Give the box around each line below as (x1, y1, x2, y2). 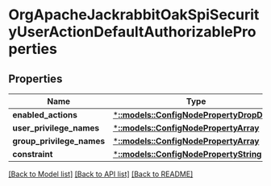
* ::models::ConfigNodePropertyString (112, 149, 262, 159)
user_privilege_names (12, 122, 100, 134)
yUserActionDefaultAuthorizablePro (8, 23, 256, 41)
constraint (12, 149, 53, 159)
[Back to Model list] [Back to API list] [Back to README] (8, 169, 194, 179)
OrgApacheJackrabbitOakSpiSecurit (8, 6, 260, 24)
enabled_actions (12, 110, 78, 120)
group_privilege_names (12, 135, 106, 147)
